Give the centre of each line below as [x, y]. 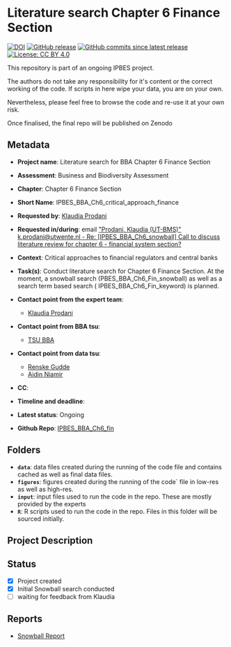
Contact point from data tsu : [59, 353]
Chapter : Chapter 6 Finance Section [69, 189]
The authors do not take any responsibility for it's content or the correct [110, 81]
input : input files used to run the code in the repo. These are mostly [114, 497]
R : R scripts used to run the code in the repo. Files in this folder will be [117, 511]
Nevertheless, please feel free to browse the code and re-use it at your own [116, 102]
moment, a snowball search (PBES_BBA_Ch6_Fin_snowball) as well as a [120, 278]
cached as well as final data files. [65, 474]
